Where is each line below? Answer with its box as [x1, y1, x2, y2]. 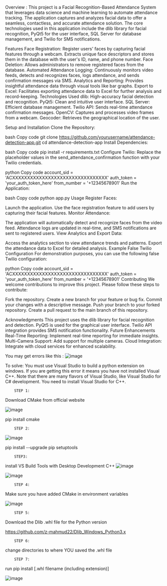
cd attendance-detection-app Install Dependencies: [41, 139, 149, 145]
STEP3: [14, 454, 28, 459]
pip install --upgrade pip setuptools [5, 445, 78, 450]
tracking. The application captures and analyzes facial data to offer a [5, 15, 147, 20]
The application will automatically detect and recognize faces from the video [5, 220, 163, 225]
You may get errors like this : [5, 353, 64, 359]
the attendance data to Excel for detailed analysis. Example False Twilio [5, 245, 152, 251]
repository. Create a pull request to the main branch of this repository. [5, 307, 149, 313]
